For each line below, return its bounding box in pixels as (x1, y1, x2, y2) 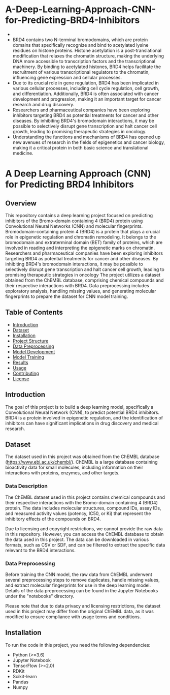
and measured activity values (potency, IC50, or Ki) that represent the (5, 510, 151, 517)
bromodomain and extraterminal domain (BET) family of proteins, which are (5, 239, 163, 245)
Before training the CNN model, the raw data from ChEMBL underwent (5, 571, 152, 578)
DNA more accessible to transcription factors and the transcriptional (12, 58, 156, 64)
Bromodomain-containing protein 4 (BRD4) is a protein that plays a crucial (5, 228, 160, 234)
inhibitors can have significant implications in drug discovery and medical (5, 420, 159, 426)
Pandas (12, 679, 29, 685)
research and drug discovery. (12, 101, 75, 107)
